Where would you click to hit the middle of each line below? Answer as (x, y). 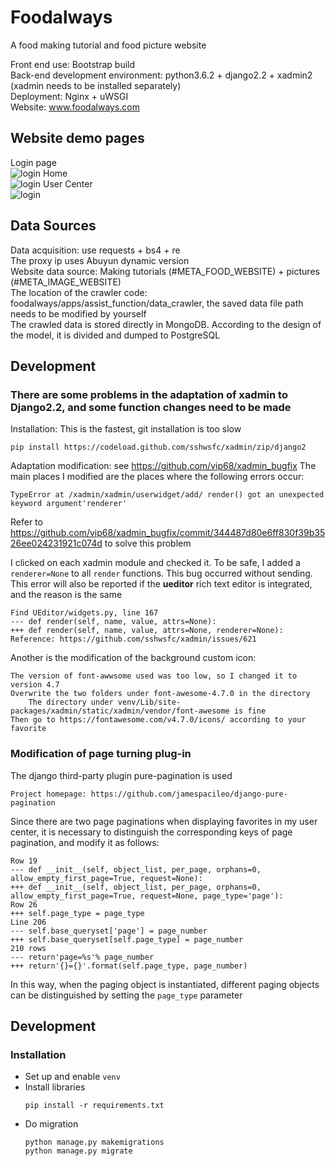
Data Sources (53, 226)
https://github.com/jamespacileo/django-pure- (189, 794)
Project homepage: (48, 794)
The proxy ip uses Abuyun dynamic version (100, 260)
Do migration (51, 1124)
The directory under (71, 702)
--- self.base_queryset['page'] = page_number (109, 931)
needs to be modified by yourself (78, 313)
